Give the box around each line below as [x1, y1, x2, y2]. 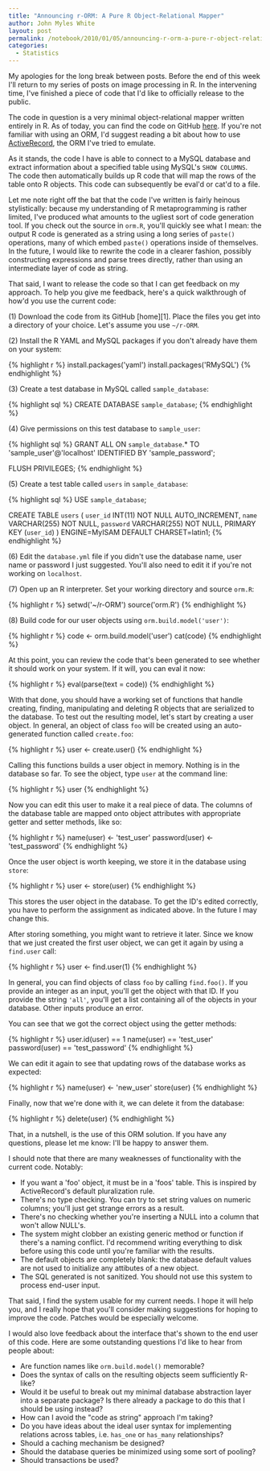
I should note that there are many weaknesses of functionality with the [8, 1154, 242, 1163]
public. [8, 97, 31, 106]
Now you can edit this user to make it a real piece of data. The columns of [8, 800, 253, 810]
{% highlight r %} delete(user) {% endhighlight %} [8, 1114, 175, 1123]
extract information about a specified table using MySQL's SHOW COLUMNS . [8, 163, 248, 171]
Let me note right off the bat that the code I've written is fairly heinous [8, 195, 240, 204]
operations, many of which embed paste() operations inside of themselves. [8, 238, 259, 247]
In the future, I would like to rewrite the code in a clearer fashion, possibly [8, 246, 252, 256]
